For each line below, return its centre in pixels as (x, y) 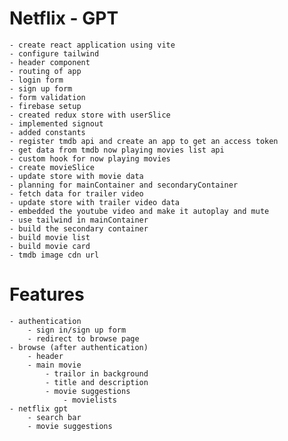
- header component (50, 62)
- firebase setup (45, 106)
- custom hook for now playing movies (90, 158)
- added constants (47, 132)
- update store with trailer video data (95, 202)
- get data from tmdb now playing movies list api (117, 150)
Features (47, 294)
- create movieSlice (52, 167)
